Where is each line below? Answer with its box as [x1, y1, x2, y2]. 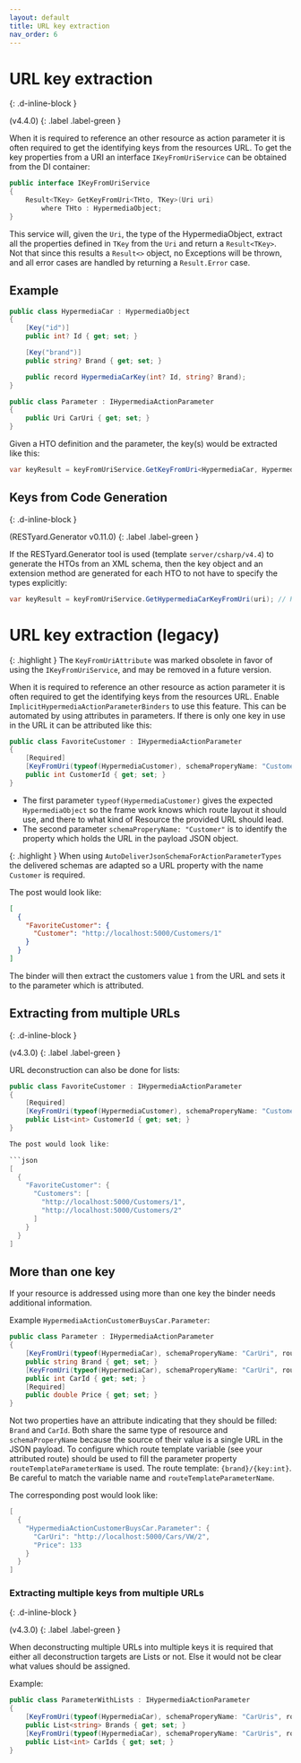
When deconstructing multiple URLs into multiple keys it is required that [9, 1642, 274, 1653]
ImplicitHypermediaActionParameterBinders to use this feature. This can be [9, 701, 287, 711]
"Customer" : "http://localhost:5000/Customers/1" [32, 930, 222, 938]
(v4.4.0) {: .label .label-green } [9, 116, 121, 127]
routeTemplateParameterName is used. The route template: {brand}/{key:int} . [9, 1463, 292, 1474]
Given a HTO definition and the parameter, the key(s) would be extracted [9, 439, 278, 449]
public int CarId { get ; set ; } [25, 1374, 146, 1383]
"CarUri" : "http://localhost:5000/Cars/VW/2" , [32, 1532, 211, 1541]
